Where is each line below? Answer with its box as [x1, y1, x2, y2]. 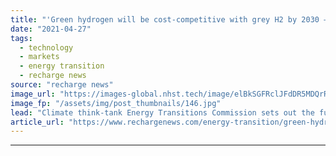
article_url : [10, 117, 65, 127]
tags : [10, 33, 33, 43]
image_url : [10, 89, 56, 99]
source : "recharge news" [10, 80, 114, 90]
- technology [19, 42, 74, 53]
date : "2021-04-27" [10, 24, 92, 34]
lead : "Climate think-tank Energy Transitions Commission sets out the [10, 107, 315, 118]
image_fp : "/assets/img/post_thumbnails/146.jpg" [10, 98, 222, 108]
